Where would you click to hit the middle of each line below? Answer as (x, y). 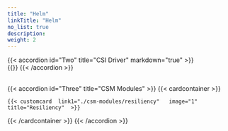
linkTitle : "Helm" (34, 20)
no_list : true (28, 27)
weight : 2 (22, 40)
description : (27, 33)
